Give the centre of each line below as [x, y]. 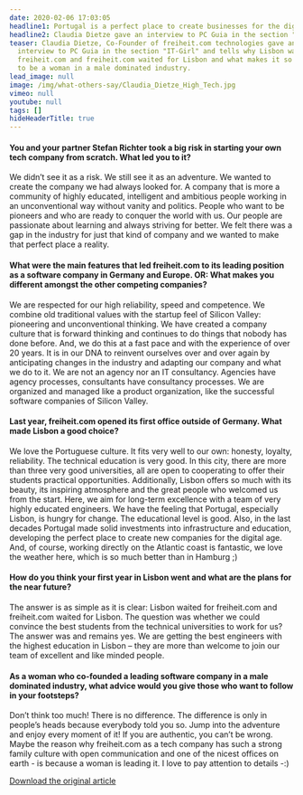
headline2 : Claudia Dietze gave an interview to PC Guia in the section [149, 34]
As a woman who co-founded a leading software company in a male [139, 676]
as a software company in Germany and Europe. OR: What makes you [142, 274]
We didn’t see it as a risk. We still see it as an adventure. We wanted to [140, 177]
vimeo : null [32, 93]
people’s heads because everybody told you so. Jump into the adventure [145, 725]
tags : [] [26, 110]
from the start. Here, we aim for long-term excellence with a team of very [145, 499]
